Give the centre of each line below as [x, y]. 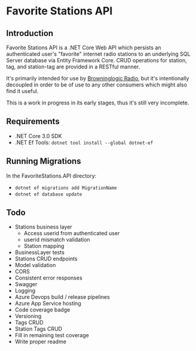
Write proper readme [41, 342]
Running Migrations [44, 161]
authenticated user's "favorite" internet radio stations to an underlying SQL [98, 54]
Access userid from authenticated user [72, 233]
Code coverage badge [42, 310]
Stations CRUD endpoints [46, 259]
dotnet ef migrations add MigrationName [66, 188]
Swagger [26, 284]
